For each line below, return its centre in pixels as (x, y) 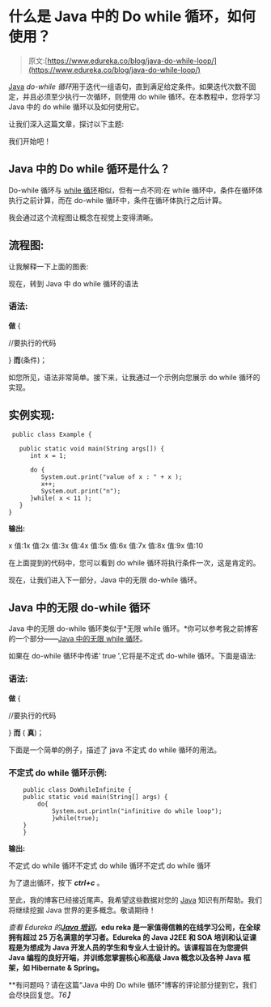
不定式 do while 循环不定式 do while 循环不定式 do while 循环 (110, 865)
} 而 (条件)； (28, 360)
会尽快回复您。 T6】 (41, 995)
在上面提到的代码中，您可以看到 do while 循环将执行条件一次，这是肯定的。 (134, 562)
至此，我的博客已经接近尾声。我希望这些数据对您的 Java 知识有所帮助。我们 (135, 900)
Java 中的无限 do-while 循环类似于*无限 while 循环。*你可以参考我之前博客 (133, 628)
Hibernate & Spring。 (67, 968)
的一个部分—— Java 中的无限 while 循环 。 (78, 639)
